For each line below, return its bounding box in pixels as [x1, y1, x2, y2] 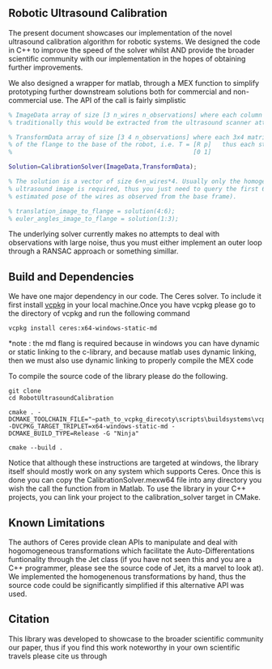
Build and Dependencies [8, 270, 134, 283]
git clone [8, 387, 42, 395]
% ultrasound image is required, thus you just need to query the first [8, 185, 259, 193]
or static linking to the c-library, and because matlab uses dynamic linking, [8, 347, 257, 357]
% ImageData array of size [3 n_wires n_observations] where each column [8, 111, 263, 119]
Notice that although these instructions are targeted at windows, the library [8, 458, 259, 468]
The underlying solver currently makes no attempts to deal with [8, 229, 220, 239]
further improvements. [8, 62, 83, 72]
